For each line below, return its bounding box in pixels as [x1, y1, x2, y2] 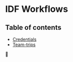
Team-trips [12, 42, 36, 48]
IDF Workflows [5, 3, 68, 15]
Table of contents [5, 23, 61, 32]
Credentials [12, 36, 37, 42]
